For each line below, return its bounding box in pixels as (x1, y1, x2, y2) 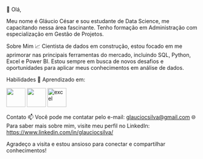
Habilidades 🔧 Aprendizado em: (6, 76, 86, 83)
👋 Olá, (6, 6, 22, 13)
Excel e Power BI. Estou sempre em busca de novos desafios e (6, 58, 164, 65)
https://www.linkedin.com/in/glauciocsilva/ (6, 129, 114, 136)
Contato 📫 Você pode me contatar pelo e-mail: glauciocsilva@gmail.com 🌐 (6, 113, 196, 121)
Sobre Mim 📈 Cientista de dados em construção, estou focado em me (6, 42, 182, 50)
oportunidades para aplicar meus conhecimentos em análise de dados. (6, 64, 184, 71)
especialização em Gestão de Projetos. (6, 30, 105, 38)
